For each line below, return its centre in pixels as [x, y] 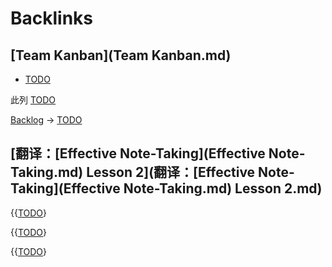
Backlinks [52, 18]
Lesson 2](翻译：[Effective [171, 172]
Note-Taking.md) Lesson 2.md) [223, 188]
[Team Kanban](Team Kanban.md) [121, 55]
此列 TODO [33, 100]
